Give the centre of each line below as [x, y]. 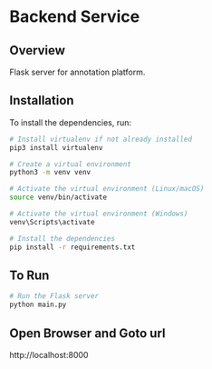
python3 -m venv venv [50, 173]
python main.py [38, 305]
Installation [42, 100]
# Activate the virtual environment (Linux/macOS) [107, 189]
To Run [29, 275]
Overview [38, 50]
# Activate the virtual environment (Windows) [99, 214]
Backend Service [75, 17]
